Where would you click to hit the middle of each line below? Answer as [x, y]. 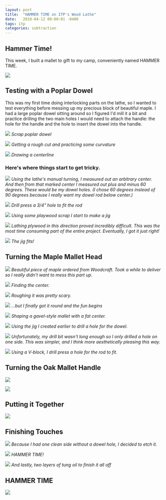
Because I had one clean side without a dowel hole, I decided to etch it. [84, 444]
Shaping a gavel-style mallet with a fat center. [58, 316]
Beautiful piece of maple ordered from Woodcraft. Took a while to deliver [86, 269]
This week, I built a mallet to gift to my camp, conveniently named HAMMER [83, 60]
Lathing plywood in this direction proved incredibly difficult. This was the [85, 226]
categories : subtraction [31, 28]
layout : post [19, 10]
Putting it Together [35, 405]
